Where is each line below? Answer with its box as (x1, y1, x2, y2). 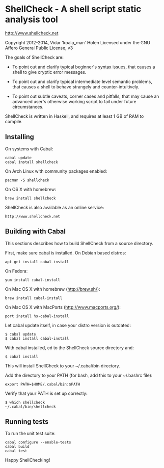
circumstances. (12, 104, 44, 110)
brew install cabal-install (5, 296, 63, 301)
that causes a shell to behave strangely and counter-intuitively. (12, 83, 139, 89)
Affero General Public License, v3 (5, 45, 73, 51)
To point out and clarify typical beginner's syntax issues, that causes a (12, 64, 156, 70)
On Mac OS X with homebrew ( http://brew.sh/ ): (5, 286, 101, 292)
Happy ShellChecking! (5, 457, 50, 463)
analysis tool (5, 14, 58, 25)
